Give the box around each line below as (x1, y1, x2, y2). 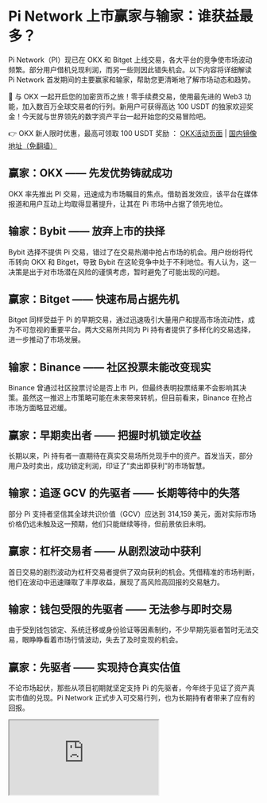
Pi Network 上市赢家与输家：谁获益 (8, 7, 240, 25)
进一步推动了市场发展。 (8, 335, 85, 344)
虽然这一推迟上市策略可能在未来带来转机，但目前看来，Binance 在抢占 (21, 393, 253, 402)
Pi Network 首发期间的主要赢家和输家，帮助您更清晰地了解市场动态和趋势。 (8, 75, 256, 84)
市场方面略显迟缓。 (8, 403, 72, 413)
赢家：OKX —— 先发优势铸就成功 (8, 166, 172, 180)
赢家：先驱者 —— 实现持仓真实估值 (8, 661, 180, 674)
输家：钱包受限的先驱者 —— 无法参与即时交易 (8, 603, 233, 616)
